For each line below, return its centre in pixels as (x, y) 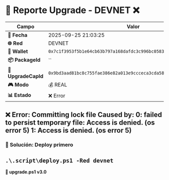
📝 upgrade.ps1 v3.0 (26, 172)
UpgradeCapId (26, 76)
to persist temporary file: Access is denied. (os (80, 123)
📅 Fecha (18, 35)
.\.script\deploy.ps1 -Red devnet (59, 160)
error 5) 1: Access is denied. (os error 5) (68, 130)
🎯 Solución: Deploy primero (39, 145)
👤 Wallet (18, 51)
